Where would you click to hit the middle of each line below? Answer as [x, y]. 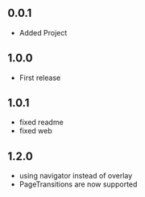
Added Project [43, 32]
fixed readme [41, 122]
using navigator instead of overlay [76, 176]
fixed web [36, 131]
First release [40, 78]
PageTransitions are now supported [78, 184]
